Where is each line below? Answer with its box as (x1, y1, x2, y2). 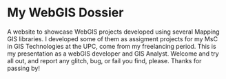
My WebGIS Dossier (7, 5, 124, 21)
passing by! (7, 64, 40, 72)
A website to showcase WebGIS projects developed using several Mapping (7, 27, 220, 36)
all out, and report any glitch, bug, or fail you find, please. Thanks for (7, 56, 202, 65)
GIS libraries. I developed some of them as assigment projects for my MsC (7, 34, 218, 43)
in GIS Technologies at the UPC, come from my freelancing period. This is (7, 42, 216, 50)
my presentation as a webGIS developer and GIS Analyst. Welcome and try (7, 49, 219, 58)
